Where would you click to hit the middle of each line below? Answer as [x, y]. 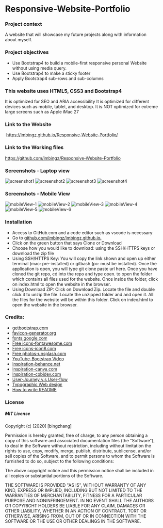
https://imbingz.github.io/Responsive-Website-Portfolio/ [62, 135]
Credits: [15, 317]
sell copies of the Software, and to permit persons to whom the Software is [80, 456]
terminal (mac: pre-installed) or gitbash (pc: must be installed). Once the [84, 263]
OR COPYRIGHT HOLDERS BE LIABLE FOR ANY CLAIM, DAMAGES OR [75, 506]
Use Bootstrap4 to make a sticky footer [51, 73]
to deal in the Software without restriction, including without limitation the [78, 446]
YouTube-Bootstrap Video [38, 359]
